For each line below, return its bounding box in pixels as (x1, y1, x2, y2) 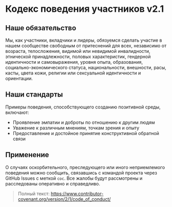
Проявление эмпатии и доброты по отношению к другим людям (12, 119, 155, 125)
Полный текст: (17, 191, 50, 197)
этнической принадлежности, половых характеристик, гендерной (5, 53, 151, 60)
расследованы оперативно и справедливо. (5, 180, 101, 186)
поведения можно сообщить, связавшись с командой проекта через (5, 170, 158, 176)
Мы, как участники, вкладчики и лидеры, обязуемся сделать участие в (5, 37, 162, 43)
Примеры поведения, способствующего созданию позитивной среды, (5, 104, 161, 110)
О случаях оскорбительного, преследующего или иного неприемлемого (5, 164, 165, 170)
